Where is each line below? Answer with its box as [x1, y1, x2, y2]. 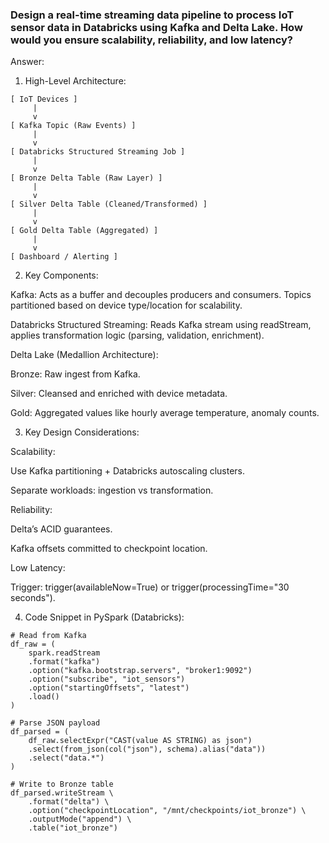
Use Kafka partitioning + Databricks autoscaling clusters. [10, 465, 246, 477]
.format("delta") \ [28, 797, 110, 807]
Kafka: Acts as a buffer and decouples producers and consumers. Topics [10, 289, 312, 301]
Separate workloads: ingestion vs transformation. [10, 484, 214, 497]
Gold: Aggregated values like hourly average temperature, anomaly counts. [10, 407, 320, 419]
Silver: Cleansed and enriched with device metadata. [10, 388, 228, 400]
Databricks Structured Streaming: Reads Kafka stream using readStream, [10, 319, 312, 331]
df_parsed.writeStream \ [10, 788, 114, 798]
